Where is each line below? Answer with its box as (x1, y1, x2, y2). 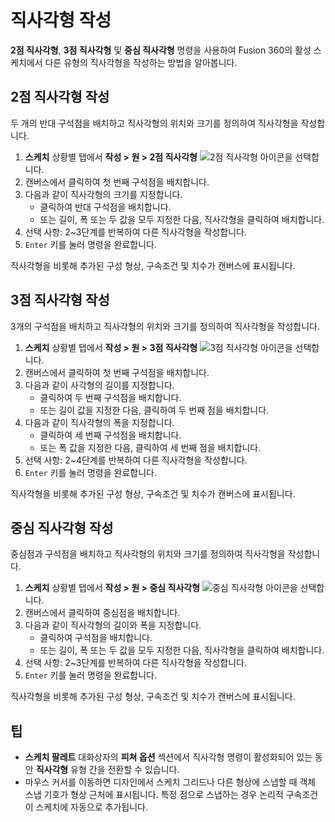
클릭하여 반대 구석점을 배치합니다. (39, 201, 172, 213)
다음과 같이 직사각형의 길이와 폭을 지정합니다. (24, 619, 202, 631)
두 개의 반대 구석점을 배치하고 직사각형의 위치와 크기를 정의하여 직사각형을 (10, 117, 299, 129)
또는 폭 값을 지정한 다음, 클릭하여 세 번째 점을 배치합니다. (39, 441, 262, 453)
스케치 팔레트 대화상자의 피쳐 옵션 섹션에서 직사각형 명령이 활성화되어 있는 (24, 751, 313, 763)
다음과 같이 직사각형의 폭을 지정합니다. (24, 416, 175, 428)
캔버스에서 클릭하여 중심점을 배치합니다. (24, 607, 181, 619)
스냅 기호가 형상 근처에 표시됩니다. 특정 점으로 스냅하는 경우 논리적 (24, 789, 284, 801)
